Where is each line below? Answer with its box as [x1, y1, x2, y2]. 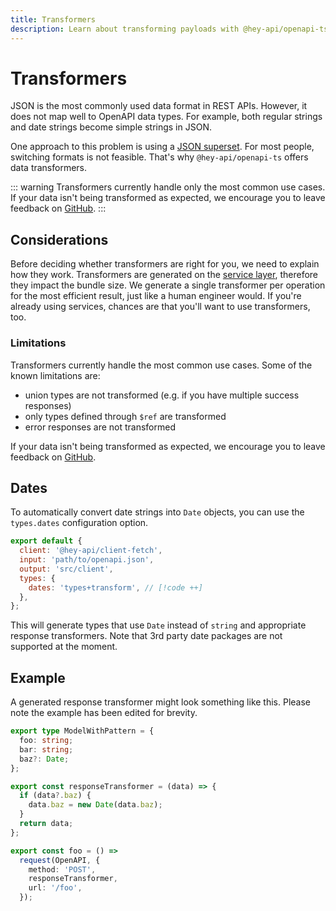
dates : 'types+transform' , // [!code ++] [28, 582, 203, 593]
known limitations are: [10, 369, 101, 381]
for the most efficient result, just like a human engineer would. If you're [10, 290, 302, 302]
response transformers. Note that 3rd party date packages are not [10, 630, 283, 642]
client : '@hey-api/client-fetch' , [19, 546, 163, 556]
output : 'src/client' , [19, 564, 114, 574]
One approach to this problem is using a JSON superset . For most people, [10, 141, 315, 153]
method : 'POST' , [28, 864, 97, 875]
